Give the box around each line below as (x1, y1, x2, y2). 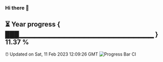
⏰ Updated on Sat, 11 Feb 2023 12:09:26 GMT (5, 51, 98, 57)
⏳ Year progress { (5, 20, 61, 29)
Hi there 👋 (5, 4, 30, 11)
